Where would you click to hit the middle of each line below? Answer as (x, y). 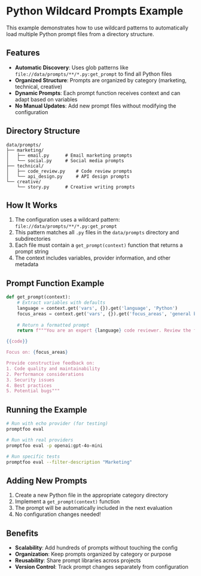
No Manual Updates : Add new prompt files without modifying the (95, 106)
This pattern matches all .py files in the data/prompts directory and (97, 232)
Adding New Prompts (47, 481)
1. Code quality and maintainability (53, 368)
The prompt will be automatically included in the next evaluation (93, 508)
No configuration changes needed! (58, 514)
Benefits (22, 533)
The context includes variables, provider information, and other (93, 258)
